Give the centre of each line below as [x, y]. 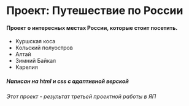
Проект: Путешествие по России [95, 11]
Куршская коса [35, 41]
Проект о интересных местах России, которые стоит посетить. [92, 27]
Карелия [26, 67]
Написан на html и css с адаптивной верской [67, 81]
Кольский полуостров [44, 48]
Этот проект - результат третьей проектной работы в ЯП [81, 97]
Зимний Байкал [36, 61]
